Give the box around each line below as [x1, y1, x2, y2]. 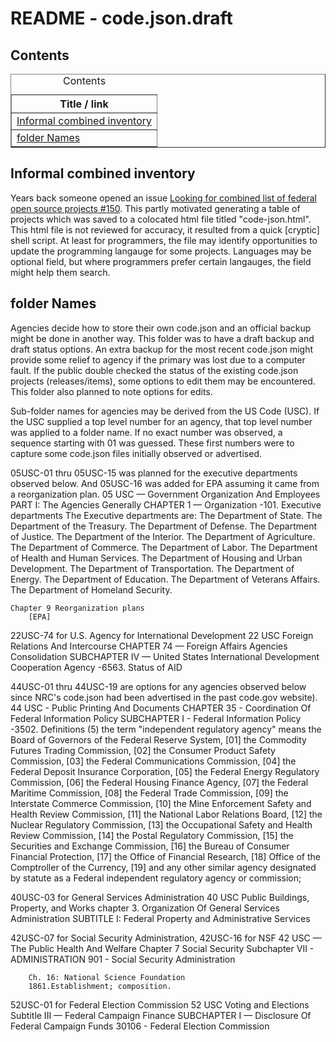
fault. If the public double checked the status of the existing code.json [10, 364, 299, 376]
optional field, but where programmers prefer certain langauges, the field [10, 255, 312, 267]
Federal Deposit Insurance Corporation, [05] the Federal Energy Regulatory [10, 765, 320, 777]
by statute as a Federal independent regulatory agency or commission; [10, 872, 302, 884]
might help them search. [10, 266, 111, 278]
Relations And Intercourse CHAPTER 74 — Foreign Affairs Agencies [10, 640, 288, 652]
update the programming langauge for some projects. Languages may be [10, 245, 312, 257]
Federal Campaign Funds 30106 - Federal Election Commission [10, 1020, 270, 1032]
